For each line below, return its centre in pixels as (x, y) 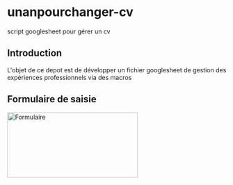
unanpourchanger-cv (70, 12)
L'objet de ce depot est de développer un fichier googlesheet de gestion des (117, 70)
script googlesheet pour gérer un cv (59, 31)
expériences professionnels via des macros (70, 77)
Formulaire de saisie (52, 99)
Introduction (35, 53)
